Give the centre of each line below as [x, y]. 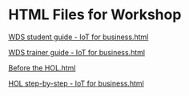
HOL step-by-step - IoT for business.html [76, 83]
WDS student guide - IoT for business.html [78, 37]
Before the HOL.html [42, 68]
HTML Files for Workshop [95, 15]
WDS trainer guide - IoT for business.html [77, 52]
